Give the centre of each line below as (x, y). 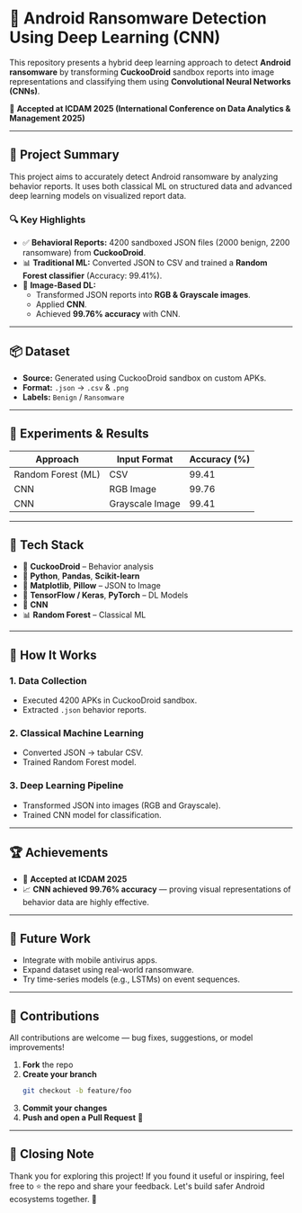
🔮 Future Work (50, 938)
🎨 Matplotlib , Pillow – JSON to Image (92, 586)
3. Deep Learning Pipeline (67, 786)
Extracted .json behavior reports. (84, 710)
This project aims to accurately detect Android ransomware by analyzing (144, 176)
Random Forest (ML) (57, 474)
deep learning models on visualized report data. (98, 195)
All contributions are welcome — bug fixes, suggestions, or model (131, 1038)
